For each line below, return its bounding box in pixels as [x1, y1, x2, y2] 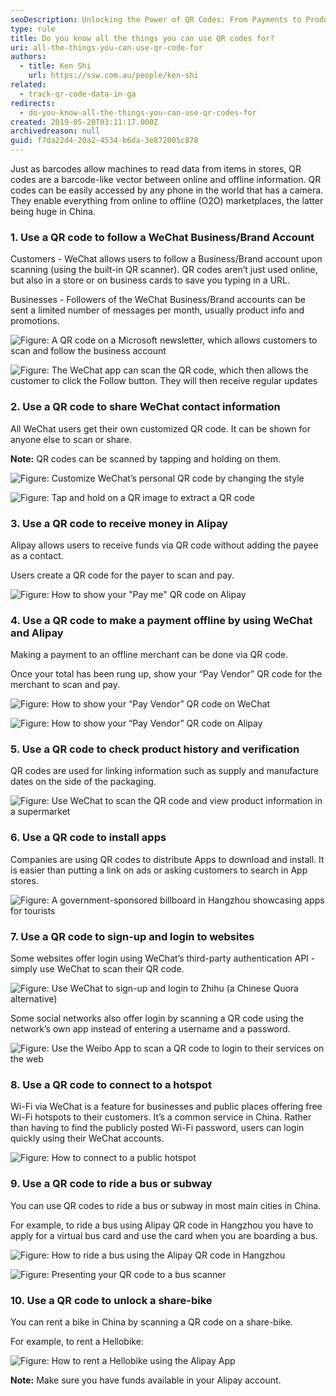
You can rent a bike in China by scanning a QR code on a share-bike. [10, 1316, 293, 1328]
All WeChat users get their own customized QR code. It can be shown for [10, 422, 312, 435]
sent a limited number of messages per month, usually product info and [10, 304, 305, 316]
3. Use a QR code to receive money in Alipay [10, 516, 229, 530]
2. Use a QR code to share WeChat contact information [10, 400, 281, 414]
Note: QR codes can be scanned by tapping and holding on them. [10, 452, 282, 465]
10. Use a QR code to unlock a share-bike [10, 1293, 213, 1307]
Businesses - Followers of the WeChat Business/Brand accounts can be [10, 294, 306, 306]
